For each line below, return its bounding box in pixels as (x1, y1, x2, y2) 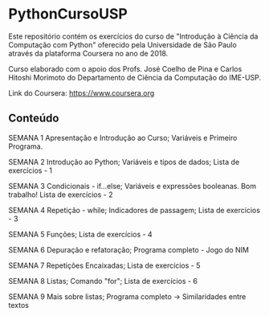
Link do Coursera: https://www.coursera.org (8, 88, 155, 97)
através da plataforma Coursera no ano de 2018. (8, 48, 169, 58)
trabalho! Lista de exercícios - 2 (8, 190, 113, 199)
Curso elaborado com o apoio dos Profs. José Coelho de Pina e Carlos (8, 64, 243, 73)
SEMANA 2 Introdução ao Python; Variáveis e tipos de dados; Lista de (8, 157, 240, 166)
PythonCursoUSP (8, 5, 128, 23)
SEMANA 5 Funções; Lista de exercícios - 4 (8, 229, 153, 239)
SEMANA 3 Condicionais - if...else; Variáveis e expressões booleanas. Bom (8, 181, 257, 191)
